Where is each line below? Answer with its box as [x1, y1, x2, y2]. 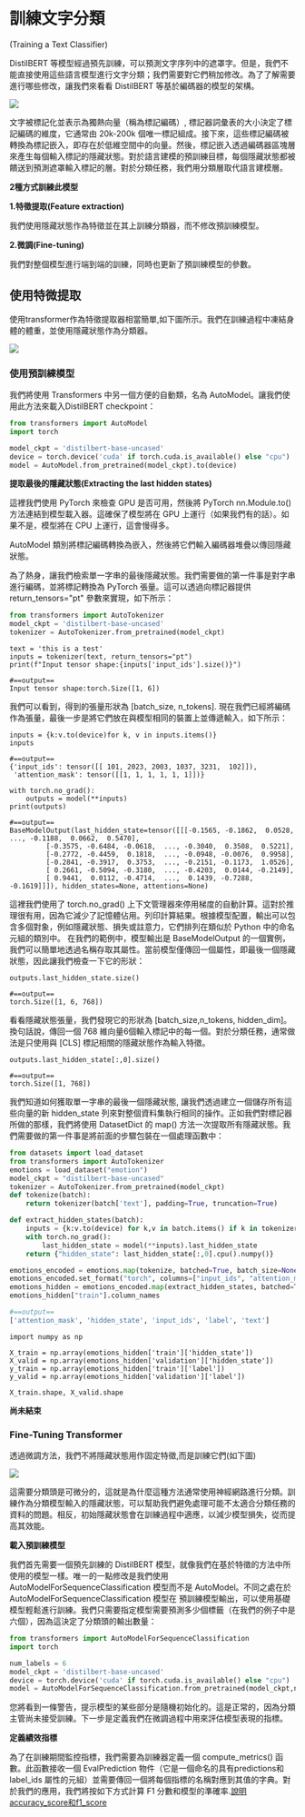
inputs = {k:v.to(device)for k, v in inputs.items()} [9, 730, 218, 740]
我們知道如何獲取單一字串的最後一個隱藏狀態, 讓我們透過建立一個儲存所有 [9, 1097, 284, 1107]
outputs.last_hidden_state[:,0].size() [9, 1056, 161, 1065]
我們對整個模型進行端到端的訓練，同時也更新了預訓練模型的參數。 [9, 258, 256, 269]
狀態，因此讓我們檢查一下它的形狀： [9, 956, 145, 967]
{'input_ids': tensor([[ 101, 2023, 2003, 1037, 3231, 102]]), [9, 762, 258, 772]
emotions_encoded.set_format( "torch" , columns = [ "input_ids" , [9, 1274, 246, 1284]
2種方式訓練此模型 [9, 181, 79, 192]
